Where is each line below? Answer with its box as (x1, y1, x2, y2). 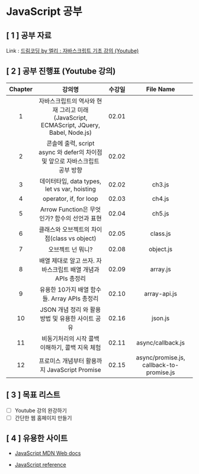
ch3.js (152, 180, 169, 188)
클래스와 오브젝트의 (38, 225, 90, 233)
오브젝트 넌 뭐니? (48, 245, 93, 254)
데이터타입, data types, (39, 177, 102, 185)
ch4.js (152, 194, 169, 203)
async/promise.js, (136, 353, 185, 362)
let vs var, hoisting (45, 185, 96, 193)
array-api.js (144, 289, 178, 298)
